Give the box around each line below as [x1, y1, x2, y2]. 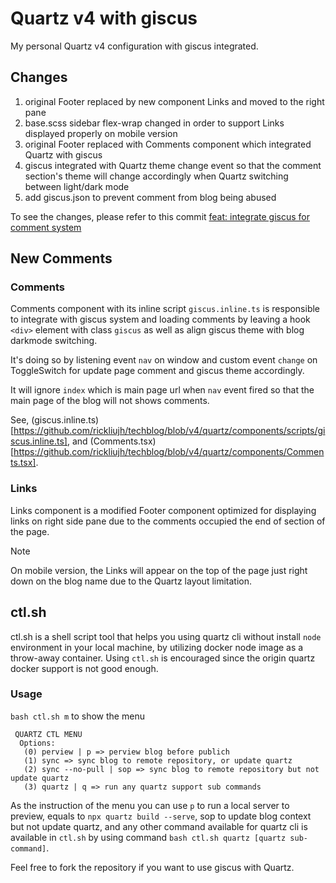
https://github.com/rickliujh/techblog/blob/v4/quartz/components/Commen [13, 446, 325, 458]
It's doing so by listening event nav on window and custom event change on [10, 354, 318, 366]
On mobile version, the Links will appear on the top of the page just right [10, 564, 308, 576]
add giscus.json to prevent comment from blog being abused [24, 191, 277, 203]
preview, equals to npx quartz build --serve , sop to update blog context [10, 810, 312, 822]
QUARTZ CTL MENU [14, 729, 83, 739]
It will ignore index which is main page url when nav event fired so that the [10, 384, 315, 396]
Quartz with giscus [24, 148, 103, 161]
